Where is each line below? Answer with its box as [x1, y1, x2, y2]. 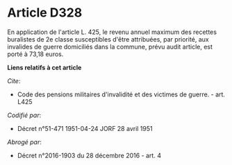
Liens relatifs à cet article [7, 63, 82, 71]
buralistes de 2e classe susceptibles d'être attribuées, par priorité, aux [7, 35, 210, 43]
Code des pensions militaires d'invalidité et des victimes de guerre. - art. [17, 90, 226, 98]
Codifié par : [7, 111, 42, 119]
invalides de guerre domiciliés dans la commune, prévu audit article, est [7, 42, 213, 51]
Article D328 [7, 5, 83, 21]
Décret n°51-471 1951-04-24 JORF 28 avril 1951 [17, 124, 153, 132]
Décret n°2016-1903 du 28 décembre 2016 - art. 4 [17, 151, 162, 159]
